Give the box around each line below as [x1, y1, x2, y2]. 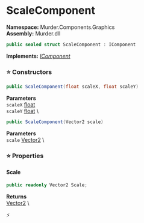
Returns [6, 193, 27, 200]
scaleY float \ [6, 107, 39, 114]
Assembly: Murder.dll [6, 29, 61, 37]
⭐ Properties [6, 151, 44, 160]
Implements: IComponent [6, 52, 70, 60]
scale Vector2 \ [6, 136, 45, 143]
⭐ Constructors [6, 67, 52, 76]
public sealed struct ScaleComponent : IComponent [6, 41, 136, 47]
